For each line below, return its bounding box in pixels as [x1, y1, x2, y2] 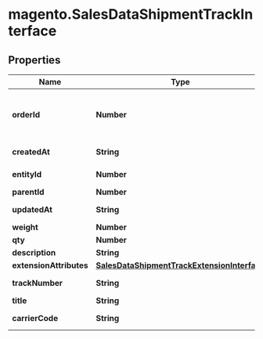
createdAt [12, 146, 51, 157]
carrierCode [12, 313, 59, 323]
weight [12, 222, 39, 233]
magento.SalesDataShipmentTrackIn [8, 5, 254, 23]
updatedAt [12, 204, 53, 215]
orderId [12, 110, 41, 120]
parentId [12, 186, 45, 197]
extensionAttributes [12, 260, 88, 271]
